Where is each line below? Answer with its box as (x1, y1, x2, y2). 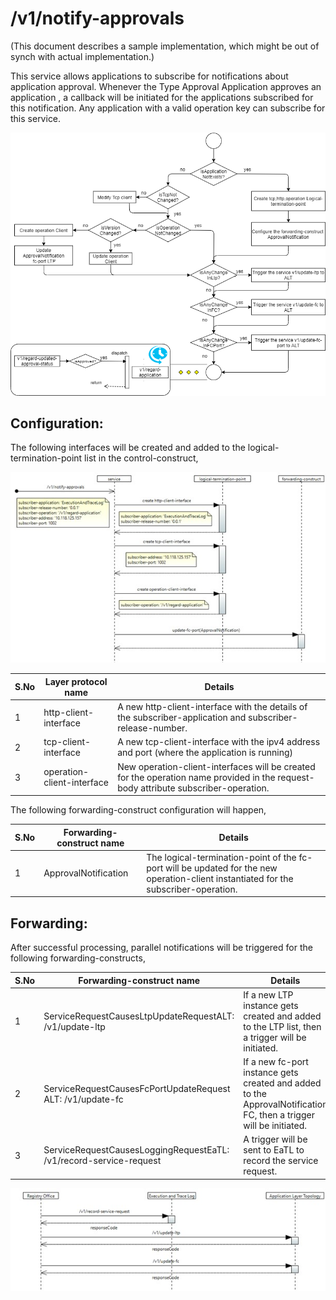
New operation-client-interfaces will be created (117, 760, 316, 772)
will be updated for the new (165, 862, 278, 874)
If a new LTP (243, 988, 294, 1001)
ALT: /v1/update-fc (43, 1093, 124, 1105)
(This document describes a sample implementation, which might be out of (10, 40, 320, 52)
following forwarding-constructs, (10, 952, 146, 964)
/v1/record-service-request (43, 1155, 162, 1167)
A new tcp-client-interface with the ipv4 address (117, 736, 321, 748)
